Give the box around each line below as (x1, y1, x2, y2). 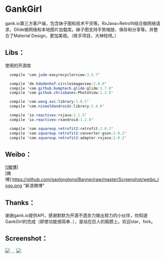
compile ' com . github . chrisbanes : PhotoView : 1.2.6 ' (9, 90, 113, 96)
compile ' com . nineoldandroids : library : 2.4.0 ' (9, 104, 105, 109)
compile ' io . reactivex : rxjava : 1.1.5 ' (9, 113, 87, 118)
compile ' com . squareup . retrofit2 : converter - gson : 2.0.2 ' (9, 130, 127, 136)
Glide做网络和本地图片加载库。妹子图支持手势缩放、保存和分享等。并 (13, 26, 154, 32)
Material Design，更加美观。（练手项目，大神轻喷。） (13, 32, 119, 38)
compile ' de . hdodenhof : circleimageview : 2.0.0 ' (9, 81, 107, 86)
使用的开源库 (5, 63, 31, 68)
